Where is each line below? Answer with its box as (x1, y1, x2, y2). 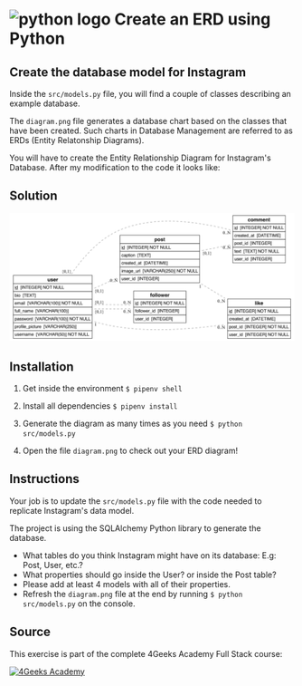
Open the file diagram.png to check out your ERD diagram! (22, 445, 238, 457)
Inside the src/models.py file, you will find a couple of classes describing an (9, 89, 292, 99)
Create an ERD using (114, 9, 271, 30)
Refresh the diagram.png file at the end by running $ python (22, 588, 243, 599)
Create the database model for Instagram (9, 64, 247, 80)
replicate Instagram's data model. (9, 505, 135, 516)
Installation (9, 359, 74, 374)
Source (9, 624, 52, 640)
